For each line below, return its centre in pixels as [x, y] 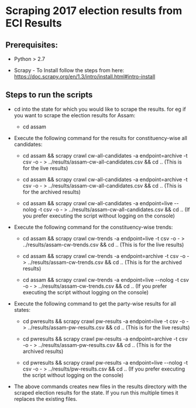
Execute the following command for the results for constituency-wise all [101, 138]
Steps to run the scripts [49, 95]
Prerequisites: [32, 45]
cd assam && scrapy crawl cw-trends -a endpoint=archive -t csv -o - [106, 256]
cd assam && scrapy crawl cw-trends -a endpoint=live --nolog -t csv [106, 280]
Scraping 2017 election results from [94, 11]
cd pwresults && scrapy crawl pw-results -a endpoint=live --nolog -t [105, 362]
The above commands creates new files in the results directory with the [100, 386]
